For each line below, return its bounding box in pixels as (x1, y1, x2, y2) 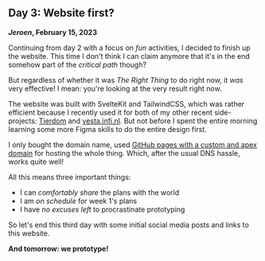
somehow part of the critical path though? (8, 60, 147, 69)
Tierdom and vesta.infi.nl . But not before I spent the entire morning (38, 115, 258, 126)
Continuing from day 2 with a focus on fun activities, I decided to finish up (8, 43, 251, 53)
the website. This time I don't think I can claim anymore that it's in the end (8, 51, 251, 60)
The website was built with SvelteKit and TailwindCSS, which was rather (8, 99, 245, 108)
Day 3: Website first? (8, 6, 115, 20)
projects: (8, 115, 37, 126)
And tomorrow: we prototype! (8, 243, 109, 253)
